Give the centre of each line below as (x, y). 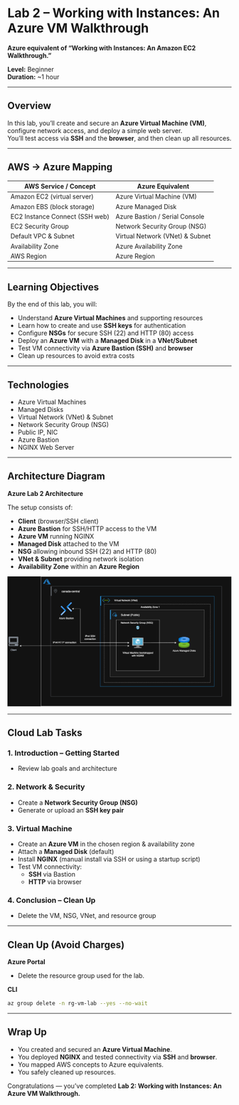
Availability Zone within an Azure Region (79, 566)
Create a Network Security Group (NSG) (78, 803)
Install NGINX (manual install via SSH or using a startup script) (109, 859)
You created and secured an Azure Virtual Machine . (95, 1049)
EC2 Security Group (39, 226)
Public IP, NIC (38, 432)
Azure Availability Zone (149, 246)
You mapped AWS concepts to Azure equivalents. (90, 1064)
